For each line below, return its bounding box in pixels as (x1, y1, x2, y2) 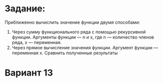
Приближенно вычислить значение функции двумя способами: (4, 19, 141, 25)
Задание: (4, 3, 45, 14)
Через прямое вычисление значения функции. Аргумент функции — (11, 44, 158, 50)
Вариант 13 (4, 67, 53, 79)
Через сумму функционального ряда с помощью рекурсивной (11, 29, 146, 35)
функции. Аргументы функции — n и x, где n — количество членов (11, 34, 154, 40)
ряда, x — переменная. (11, 39, 62, 45)
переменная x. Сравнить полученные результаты (11, 50, 118, 56)
